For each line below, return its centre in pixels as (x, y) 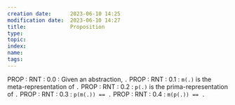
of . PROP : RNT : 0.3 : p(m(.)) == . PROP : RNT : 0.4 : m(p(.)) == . (106, 94)
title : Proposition (56, 27)
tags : (15, 59)
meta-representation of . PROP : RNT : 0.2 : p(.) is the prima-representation (117, 86)
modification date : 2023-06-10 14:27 (64, 20)
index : (17, 46)
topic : (17, 40)
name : (15, 53)
